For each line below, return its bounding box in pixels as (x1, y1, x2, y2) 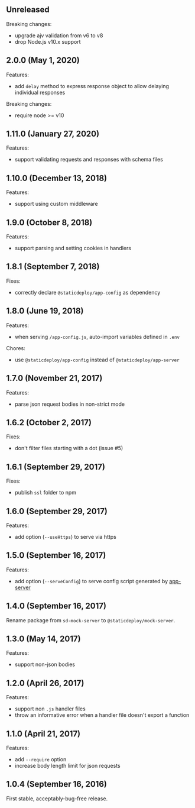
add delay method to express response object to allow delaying (14, 82, 170, 89)
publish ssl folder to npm (14, 489, 77, 496)
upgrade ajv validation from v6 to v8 (14, 32, 103, 39)
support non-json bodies (14, 661, 76, 668)
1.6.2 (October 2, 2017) (6, 417, 92, 428)
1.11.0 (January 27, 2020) (6, 129, 99, 139)
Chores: (6, 344, 25, 351)
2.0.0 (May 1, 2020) (6, 56, 80, 66)
